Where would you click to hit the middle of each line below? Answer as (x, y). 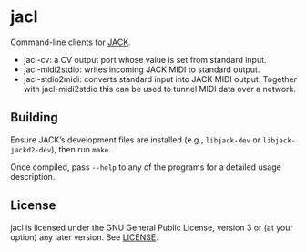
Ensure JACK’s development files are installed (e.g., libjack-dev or (136, 140)
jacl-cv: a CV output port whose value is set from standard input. (145, 59)
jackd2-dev (31, 150)
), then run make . (81, 149)
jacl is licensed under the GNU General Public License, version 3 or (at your (152, 227)
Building (34, 117)
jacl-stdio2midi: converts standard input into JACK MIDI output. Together (160, 79)
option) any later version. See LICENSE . (84, 237)
